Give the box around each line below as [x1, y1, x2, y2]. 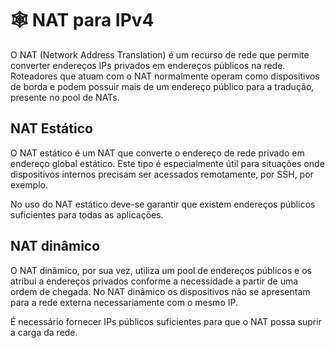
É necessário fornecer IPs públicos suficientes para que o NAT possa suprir [10, 315, 322, 327]
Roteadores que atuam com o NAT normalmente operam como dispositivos [10, 70, 320, 82]
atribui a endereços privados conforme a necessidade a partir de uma [10, 275, 299, 287]
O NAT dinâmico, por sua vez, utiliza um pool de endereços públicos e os [10, 264, 312, 276]
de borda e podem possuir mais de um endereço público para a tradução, [10, 80, 315, 92]
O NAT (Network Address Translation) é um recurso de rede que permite [10, 48, 310, 61]
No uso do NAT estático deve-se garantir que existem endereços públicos [10, 198, 316, 210]
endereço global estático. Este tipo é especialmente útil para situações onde [10, 157, 325, 169]
